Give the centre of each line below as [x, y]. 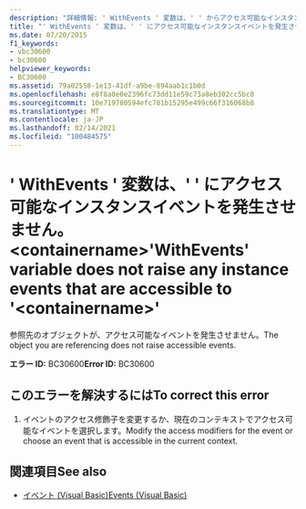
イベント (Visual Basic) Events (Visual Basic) [105, 495]
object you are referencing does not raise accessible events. [123, 345]
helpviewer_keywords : [51, 69]
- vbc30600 [30, 52]
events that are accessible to [121, 289]
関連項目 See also [58, 472]
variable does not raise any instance [149, 270]
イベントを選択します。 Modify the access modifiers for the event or [166, 431]
